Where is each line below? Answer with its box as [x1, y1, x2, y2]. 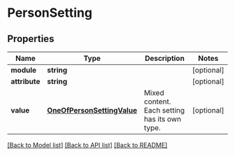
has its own [143, 114, 182, 124]
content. [143, 97, 171, 106]
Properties [7, 33, 55, 45]
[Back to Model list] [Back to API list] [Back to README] [7, 141, 168, 149]
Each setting [143, 106, 185, 115]
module [10, 65, 37, 75]
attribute [10, 77, 41, 86]
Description [144, 54, 185, 63]
